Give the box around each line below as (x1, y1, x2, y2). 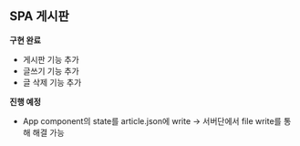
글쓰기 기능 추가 (22, 65, 79, 76)
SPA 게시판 (9, 8, 70, 25)
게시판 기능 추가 (22, 54, 79, 65)
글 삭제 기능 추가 (22, 77, 82, 88)
